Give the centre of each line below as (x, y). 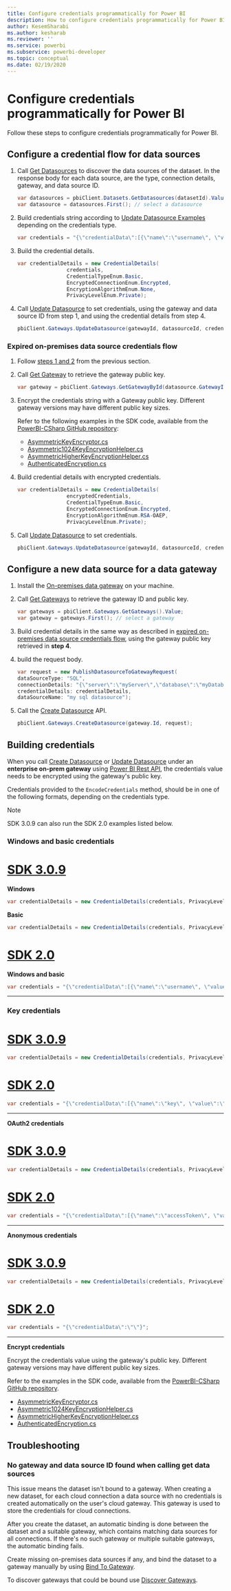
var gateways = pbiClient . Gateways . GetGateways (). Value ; (100, 612)
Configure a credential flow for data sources (104, 154)
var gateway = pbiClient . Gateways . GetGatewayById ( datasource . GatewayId (122, 387)
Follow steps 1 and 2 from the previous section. (84, 361)
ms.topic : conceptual (38, 59)
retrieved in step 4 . (44, 646)
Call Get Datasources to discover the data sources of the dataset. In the (118, 171)
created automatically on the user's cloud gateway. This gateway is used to (114, 1503)
